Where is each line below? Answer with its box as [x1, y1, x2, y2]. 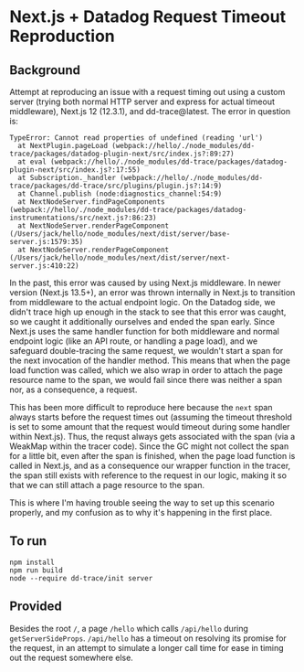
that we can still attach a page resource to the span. [9, 480, 205, 490]
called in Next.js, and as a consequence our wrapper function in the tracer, [9, 460, 291, 471]
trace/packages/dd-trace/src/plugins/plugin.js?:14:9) [9, 181, 223, 190]
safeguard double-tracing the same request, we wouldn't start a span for [9, 346, 284, 356]
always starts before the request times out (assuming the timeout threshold [9, 411, 292, 422]
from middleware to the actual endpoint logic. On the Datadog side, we [9, 297, 276, 307]
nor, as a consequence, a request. [9, 384, 138, 395]
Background [9, 62, 80, 78]
